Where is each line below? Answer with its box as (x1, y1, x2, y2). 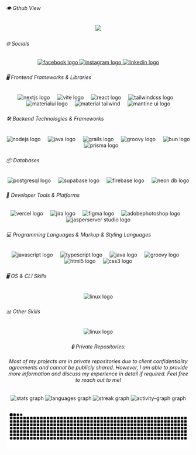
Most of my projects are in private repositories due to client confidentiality (8, 358, 188, 365)
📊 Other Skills (6, 307, 41, 315)
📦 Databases (6, 156, 40, 163)
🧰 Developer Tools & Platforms (6, 191, 80, 199)
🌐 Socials (6, 40, 30, 47)
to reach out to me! (75, 377, 122, 384)
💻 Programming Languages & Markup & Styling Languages (6, 231, 151, 238)
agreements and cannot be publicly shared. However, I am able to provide (8, 364, 188, 371)
